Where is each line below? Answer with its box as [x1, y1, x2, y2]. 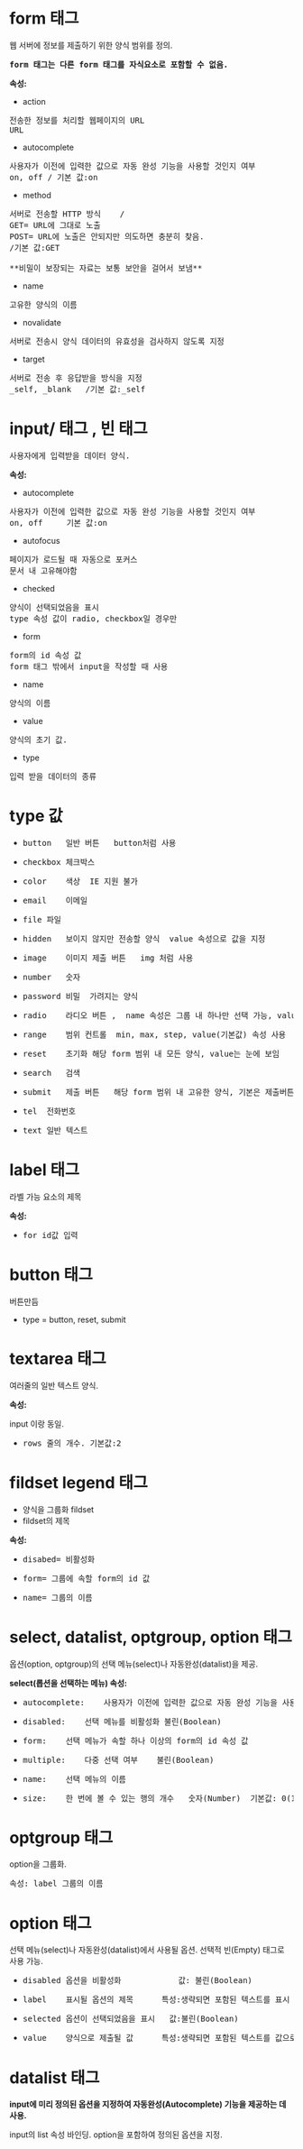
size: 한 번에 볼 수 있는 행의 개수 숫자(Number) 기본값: [22, 1793, 278, 1804]
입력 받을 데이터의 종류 [9, 771, 97, 781]
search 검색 [22, 1068, 81, 1078]
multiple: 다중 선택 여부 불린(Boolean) [22, 1755, 215, 1765]
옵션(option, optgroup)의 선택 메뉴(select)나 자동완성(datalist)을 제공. [9, 1658, 259, 1669]
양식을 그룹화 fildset [22, 1503, 95, 1515]
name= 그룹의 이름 [22, 1593, 93, 1603]
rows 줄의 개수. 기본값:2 [22, 1437, 122, 1448]
